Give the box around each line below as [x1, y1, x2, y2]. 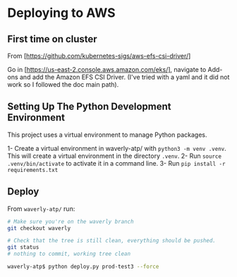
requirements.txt [7, 166, 59, 173]
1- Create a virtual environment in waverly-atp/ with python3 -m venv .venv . [7, 144, 227, 152]
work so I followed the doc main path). [7, 80, 119, 89]
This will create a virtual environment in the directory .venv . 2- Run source [7, 152, 222, 160]
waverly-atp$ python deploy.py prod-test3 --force [7, 263, 159, 270]
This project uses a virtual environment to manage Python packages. [7, 130, 207, 139]
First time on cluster [7, 33, 97, 45]
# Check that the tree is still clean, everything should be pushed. [7, 238, 217, 245]
